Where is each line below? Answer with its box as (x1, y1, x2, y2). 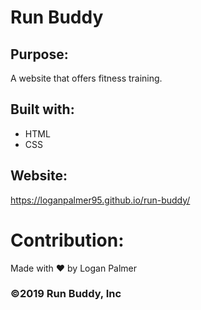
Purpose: (10, 46, 69, 63)
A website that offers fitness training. (10, 72, 163, 84)
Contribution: (10, 229, 125, 251)
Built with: (10, 101, 75, 118)
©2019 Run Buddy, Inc (10, 287, 122, 301)
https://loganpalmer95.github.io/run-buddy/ (10, 194, 191, 206)
